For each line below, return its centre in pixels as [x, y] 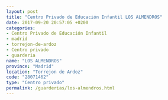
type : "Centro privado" [35, 83]
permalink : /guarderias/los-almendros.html [61, 88]
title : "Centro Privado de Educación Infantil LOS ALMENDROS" [84, 17]
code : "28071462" [28, 77]
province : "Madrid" [30, 66]
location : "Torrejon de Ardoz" [45, 72]
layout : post [22, 11]
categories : [21, 28]
